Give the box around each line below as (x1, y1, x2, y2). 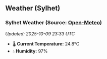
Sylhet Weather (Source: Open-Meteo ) (5, 19, 102, 26)
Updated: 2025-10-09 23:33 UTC (5, 30, 75, 37)
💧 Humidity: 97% (12, 48, 48, 54)
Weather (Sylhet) (5, 4, 61, 13)
